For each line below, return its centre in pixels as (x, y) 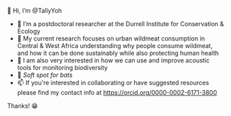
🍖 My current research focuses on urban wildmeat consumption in (111, 38)
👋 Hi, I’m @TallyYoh (34, 11)
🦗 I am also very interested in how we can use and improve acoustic (113, 60)
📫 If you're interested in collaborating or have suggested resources (113, 83)
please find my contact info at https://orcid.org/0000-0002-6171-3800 (117, 92)
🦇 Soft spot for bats (45, 75)
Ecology (29, 31)
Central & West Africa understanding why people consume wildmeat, (115, 46)
